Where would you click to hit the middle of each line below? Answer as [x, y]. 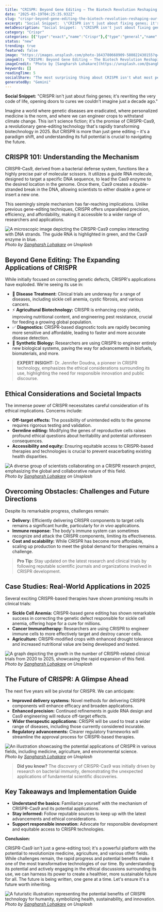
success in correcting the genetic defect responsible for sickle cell [79, 618]
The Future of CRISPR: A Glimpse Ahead [67, 679]
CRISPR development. [39, 571]
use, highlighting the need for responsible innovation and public [81, 373]
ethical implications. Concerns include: [44, 411]
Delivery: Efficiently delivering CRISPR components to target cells [78, 520]
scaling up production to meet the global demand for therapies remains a [85, 546]
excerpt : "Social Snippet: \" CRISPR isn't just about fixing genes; [77, 23]
